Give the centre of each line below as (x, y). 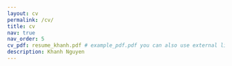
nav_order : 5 (26, 39)
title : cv (21, 26)
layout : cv (23, 13)
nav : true (21, 33)
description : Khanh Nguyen (46, 52)
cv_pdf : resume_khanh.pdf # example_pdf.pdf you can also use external (112, 45)
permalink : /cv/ (30, 20)
